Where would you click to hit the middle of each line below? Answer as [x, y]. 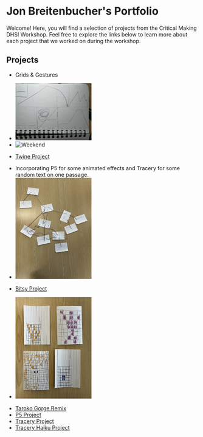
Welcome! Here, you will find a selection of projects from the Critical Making [102, 28]
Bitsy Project [31, 289]
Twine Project [32, 156]
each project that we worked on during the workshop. [74, 41]
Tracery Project [35, 421]
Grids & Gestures [36, 75]
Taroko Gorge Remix [41, 408]
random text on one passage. [52, 174]
